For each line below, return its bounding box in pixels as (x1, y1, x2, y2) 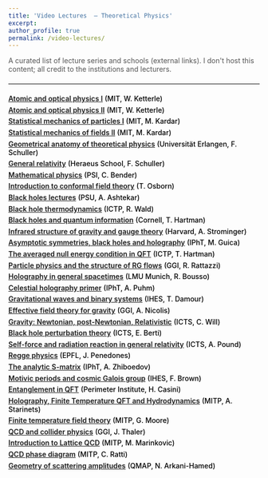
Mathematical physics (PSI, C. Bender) (8, 169, 138, 180)
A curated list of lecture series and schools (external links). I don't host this (8, 56, 254, 66)
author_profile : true (8, 26, 81, 34)
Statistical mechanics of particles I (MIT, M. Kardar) (8, 117, 181, 126)
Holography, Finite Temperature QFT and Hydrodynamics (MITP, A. (8, 396, 233, 405)
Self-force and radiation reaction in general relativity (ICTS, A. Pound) (8, 339, 242, 349)
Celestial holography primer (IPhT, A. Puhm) (8, 283, 156, 293)
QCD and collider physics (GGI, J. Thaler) (8, 427, 146, 436)
